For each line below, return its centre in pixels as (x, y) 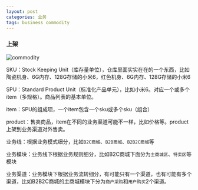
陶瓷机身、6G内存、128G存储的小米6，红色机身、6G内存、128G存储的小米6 (98, 76)
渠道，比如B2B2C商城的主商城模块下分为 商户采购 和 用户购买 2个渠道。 (88, 181)
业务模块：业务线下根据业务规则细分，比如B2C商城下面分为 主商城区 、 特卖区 (96, 154)
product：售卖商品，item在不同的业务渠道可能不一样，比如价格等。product (98, 122)
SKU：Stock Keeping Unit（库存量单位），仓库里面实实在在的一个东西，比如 (98, 69)
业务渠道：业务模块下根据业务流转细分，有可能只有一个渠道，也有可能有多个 (99, 174)
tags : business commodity (38, 22)
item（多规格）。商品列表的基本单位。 (52, 96)
